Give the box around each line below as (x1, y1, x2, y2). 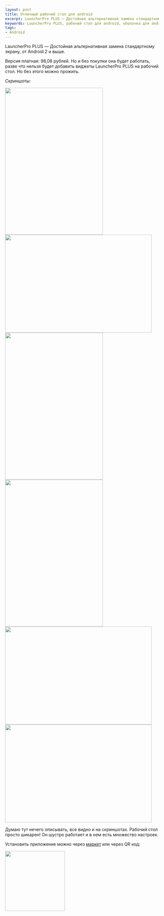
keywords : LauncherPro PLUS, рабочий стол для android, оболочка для (5, 21, 150, 26)
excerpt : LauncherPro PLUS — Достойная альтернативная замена (5, 16, 134, 21)
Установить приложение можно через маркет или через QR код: (5, 841, 141, 847)
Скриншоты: (5, 78, 31, 84)
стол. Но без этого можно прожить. (5, 69, 80, 74)
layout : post (5, 7, 32, 12)
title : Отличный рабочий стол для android (5, 12, 93, 17)
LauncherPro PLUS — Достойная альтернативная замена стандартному (5, 44, 155, 49)
